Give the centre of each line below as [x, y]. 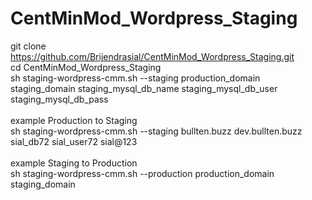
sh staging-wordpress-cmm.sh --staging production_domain [135, 78]
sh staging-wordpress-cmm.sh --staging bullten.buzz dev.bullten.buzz [156, 131]
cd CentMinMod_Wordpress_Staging [86, 67]
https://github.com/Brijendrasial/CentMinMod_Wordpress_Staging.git [152, 56]
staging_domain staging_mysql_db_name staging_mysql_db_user [144, 88]
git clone [28, 46]
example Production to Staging [74, 120]
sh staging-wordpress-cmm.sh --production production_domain [142, 173]
